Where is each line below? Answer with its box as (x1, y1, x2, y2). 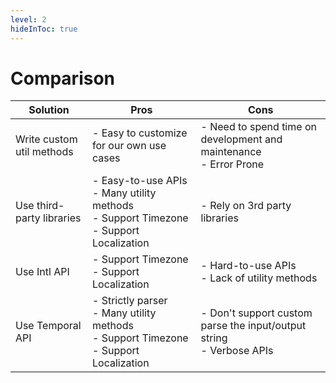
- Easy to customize (92, 126, 188, 140)
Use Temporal (15, 319, 82, 333)
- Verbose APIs (200, 344, 274, 358)
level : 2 (10, 14, 47, 25)
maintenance (200, 145, 262, 159)
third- (36, 199, 65, 213)
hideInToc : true (10, 24, 78, 34)
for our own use (92, 139, 167, 153)
